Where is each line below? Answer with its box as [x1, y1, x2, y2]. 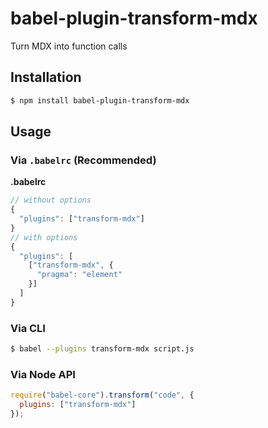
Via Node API [10, 367, 76, 381]
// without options [10, 195, 92, 206]
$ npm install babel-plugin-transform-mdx [10, 95, 190, 106]
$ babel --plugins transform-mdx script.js [10, 344, 195, 354]
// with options [10, 232, 78, 242]
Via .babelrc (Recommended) [10, 153, 157, 167]
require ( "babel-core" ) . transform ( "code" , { [10, 390, 195, 401]
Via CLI [10, 321, 46, 335]
